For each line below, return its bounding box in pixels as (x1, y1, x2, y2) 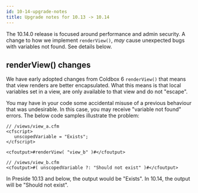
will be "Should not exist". (6, 181, 69, 189)
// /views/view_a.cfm (6, 123, 60, 130)
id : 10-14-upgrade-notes (6, 8, 67, 15)
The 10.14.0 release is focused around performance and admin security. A (6, 30, 186, 37)
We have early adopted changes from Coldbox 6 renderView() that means (6, 76, 186, 83)
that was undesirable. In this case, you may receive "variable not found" (6, 106, 181, 113)
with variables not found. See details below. (6, 42, 112, 50)
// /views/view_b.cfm (6, 160, 60, 166)
